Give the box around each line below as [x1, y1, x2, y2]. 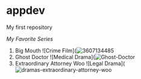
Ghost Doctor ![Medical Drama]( [15, 53, 96, 60]
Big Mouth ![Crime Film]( [15, 46, 77, 54]
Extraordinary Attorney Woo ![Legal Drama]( [15, 60, 125, 67]
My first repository [6, 24, 53, 31]
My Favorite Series [6, 35, 53, 42]
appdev [6, 4, 45, 17]
